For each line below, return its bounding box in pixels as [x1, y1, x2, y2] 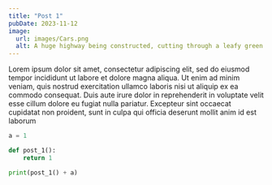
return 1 [23, 153, 53, 162]
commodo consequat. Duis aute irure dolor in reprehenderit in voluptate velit [8, 90, 264, 100]
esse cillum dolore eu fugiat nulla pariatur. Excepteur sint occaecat [8, 99, 231, 109]
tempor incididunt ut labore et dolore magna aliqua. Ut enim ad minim [8, 73, 240, 83]
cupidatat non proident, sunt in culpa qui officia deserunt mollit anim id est [8, 107, 257, 118]
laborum [8, 116, 37, 126]
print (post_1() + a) [8, 168, 79, 177]
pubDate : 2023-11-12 [8, 19, 79, 28]
